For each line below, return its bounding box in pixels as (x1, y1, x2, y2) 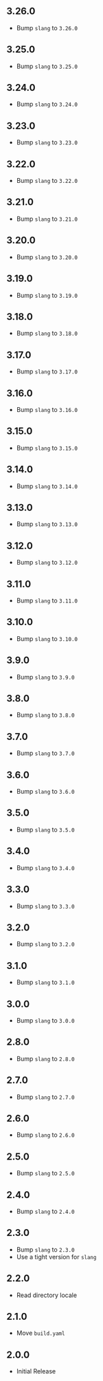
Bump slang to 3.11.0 (16, 596, 78, 605)
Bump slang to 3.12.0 (16, 558, 78, 567)
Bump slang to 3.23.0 (16, 138, 78, 146)
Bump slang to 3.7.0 (16, 749, 75, 757)
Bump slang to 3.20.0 (16, 252, 78, 261)
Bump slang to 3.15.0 (16, 444, 78, 452)
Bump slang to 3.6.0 (16, 787, 75, 796)
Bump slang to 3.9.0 (16, 673, 75, 681)
